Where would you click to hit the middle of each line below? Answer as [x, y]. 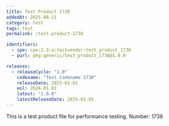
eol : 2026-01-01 [37, 89]
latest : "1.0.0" [37, 94]
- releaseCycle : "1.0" [39, 72]
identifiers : [22, 45]
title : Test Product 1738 [38, 12]
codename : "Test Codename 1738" [57, 77]
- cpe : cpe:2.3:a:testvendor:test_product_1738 [71, 50]
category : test [25, 23]
